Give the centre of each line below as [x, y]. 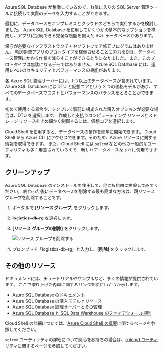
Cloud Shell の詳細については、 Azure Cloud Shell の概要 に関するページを [78, 323]
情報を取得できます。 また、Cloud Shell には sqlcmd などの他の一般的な [76, 144]
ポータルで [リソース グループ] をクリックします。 [62, 207]
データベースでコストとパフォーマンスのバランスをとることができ [84, 93]
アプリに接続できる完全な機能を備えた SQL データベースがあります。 [87, 36]
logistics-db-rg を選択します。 [43, 218]
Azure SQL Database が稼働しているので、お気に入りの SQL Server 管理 [77, 7]
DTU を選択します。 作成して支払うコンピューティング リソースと [83, 115]
